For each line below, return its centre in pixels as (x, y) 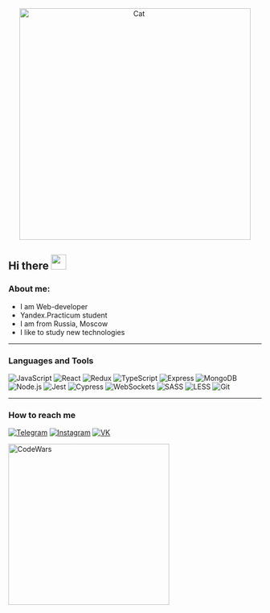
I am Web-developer (54, 306)
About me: (29, 289)
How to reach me (42, 415)
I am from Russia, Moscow (64, 323)
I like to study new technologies (72, 332)
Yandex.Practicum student (63, 315)
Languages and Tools (51, 360)
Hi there (29, 266)
